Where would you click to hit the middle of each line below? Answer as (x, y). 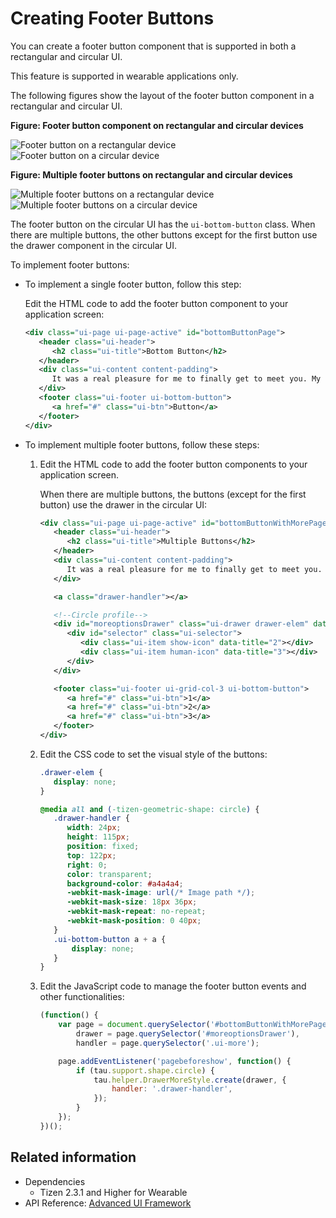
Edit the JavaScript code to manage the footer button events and (173, 986)
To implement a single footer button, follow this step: (133, 284)
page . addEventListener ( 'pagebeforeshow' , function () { (175, 1061)
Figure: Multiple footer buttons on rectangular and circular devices (151, 174)
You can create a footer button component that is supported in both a (153, 46)
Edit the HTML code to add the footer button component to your (156, 303)
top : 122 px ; (91, 855)
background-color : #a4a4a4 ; (125, 883)
